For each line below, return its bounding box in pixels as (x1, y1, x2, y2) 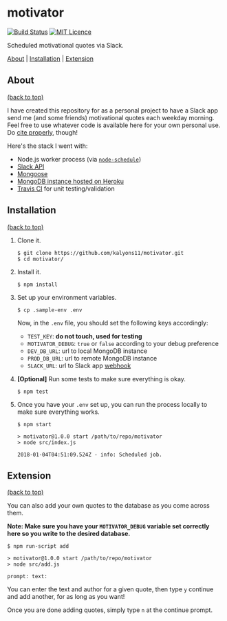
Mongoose (17, 169, 48, 178)
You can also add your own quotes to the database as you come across (7, 501, 210, 510)
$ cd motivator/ (17, 256, 64, 262)
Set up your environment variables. (17, 293, 117, 301)
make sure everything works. (17, 408, 100, 416)
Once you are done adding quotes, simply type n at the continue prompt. (7, 606, 213, 614)
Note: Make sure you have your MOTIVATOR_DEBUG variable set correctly (7, 522, 210, 531)
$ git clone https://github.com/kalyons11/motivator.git (17, 249, 184, 256)
